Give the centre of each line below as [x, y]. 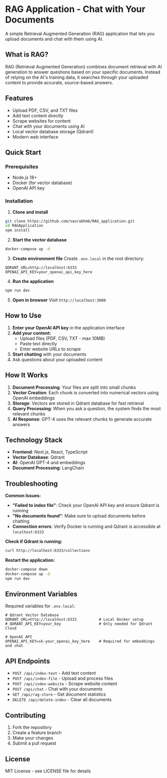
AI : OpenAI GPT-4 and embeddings [49, 463]
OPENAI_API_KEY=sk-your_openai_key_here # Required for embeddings [80, 642]
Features [19, 98]
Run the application [33, 281]
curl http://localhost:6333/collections [48, 551]
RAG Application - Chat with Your [75, 9]
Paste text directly [38, 343]
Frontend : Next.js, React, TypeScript [50, 452]
